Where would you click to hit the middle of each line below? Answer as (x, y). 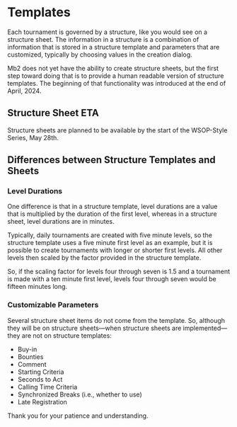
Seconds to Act (40, 379)
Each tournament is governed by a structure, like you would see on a (107, 32)
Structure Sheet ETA (53, 113)
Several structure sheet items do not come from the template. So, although (116, 320)
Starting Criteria (41, 372)
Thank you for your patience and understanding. (78, 416)
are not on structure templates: (67, 335)
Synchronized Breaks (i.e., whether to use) (80, 394)
